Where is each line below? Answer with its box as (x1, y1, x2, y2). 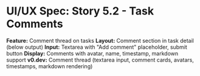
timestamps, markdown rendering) (6, 62, 93, 70)
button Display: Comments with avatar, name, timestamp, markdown (6, 49, 179, 57)
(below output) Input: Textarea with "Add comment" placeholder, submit (6, 43, 187, 51)
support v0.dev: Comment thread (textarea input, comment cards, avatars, (6, 56, 195, 63)
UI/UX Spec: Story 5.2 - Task (6, 4, 154, 18)
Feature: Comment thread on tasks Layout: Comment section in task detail (6, 37, 195, 44)
